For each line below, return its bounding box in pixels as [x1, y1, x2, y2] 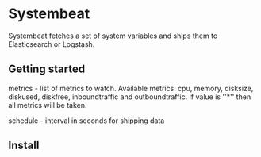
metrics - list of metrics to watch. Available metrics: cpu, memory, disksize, [8, 83, 254, 93]
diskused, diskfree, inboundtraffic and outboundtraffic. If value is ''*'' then [8, 92, 251, 101]
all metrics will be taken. [8, 100, 87, 109]
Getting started [8, 63, 86, 76]
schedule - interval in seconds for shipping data [8, 116, 165, 125]
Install [8, 139, 40, 152]
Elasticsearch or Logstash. [8, 39, 95, 48]
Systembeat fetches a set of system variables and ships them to [8, 31, 218, 40]
